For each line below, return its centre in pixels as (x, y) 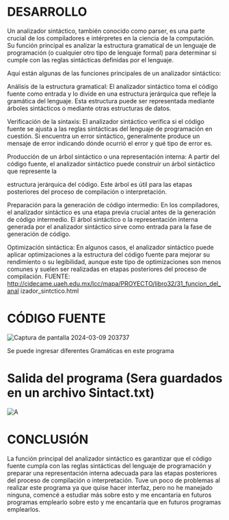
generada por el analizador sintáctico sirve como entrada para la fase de (109, 226)
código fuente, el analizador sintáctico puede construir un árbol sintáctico (111, 164)
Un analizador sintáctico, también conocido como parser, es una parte (106, 31)
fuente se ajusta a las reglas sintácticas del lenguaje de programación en (110, 129)
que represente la (32, 171)
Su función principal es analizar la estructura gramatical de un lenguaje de (112, 45)
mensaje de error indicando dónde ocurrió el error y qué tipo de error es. (110, 143)
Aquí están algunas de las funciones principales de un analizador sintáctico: (114, 73)
